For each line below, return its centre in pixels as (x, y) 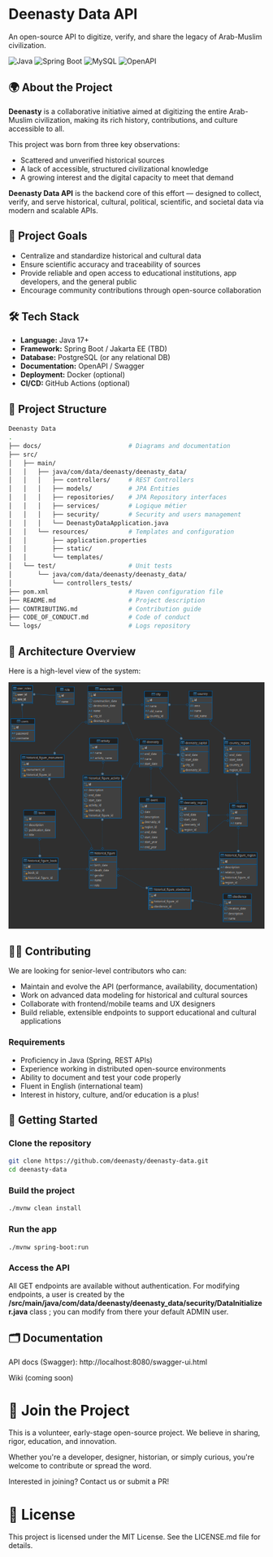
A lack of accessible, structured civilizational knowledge (114, 168)
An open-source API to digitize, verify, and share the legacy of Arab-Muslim (135, 37)
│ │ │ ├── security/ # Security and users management (125, 514)
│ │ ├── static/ (50, 549)
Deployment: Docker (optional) (73, 375)
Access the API (39, 1268)
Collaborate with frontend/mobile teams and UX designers (117, 1004)
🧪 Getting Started (53, 1120)
